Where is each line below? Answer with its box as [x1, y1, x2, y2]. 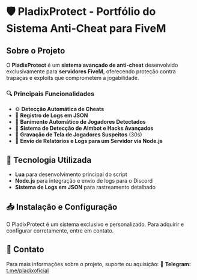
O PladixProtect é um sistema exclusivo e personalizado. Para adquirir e [6, 221, 184, 228]
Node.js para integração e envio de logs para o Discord [14, 177, 153, 184]
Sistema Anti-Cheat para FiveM [6, 22, 166, 35]
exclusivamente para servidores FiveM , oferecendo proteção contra [6, 68, 176, 75]
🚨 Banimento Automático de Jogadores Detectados [14, 118, 146, 126]
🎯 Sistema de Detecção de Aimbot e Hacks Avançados [14, 124, 154, 132]
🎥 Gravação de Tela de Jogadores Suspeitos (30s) [14, 131, 142, 138]
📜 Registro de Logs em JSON [14, 112, 88, 119]
